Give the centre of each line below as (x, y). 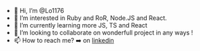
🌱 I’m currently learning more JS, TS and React (80, 25)
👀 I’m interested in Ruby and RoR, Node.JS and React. (90, 18)
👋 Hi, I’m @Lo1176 (39, 11)
